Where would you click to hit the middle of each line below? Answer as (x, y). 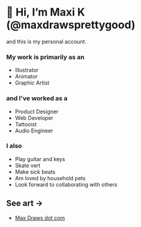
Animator (26, 77)
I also (14, 146)
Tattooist (26, 124)
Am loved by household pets (50, 178)
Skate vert (28, 165)
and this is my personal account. (46, 41)
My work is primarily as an (46, 57)
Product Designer (37, 111)
